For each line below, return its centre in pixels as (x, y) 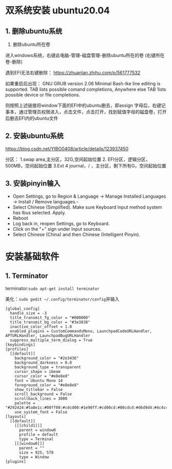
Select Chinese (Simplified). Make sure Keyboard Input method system (87, 207)
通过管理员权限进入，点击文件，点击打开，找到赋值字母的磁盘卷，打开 (93, 112)
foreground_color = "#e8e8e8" (47, 385)
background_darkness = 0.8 (43, 363)
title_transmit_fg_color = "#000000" (50, 317)
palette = (25, 403)
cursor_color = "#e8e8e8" (42, 376)
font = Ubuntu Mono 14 (39, 381)
